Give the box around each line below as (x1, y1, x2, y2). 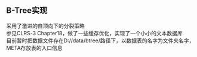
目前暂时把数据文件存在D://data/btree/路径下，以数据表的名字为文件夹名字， (6, 37, 195, 44)
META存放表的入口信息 (6, 44, 63, 51)
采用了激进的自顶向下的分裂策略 (6, 22, 85, 29)
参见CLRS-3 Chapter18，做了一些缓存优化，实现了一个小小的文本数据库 (6, 29, 183, 36)
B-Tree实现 (6, 5, 48, 16)
